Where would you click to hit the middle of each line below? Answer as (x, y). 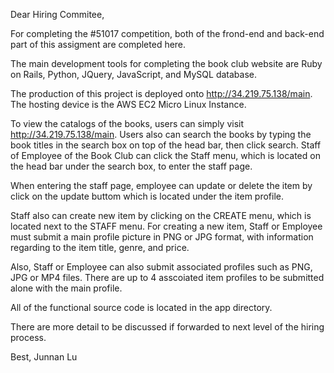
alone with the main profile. (66, 288)
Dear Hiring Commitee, (57, 14)
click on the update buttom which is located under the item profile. (147, 196)
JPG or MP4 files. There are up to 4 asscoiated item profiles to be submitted (167, 277)
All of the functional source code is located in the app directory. (141, 307)
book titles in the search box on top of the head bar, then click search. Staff (166, 145)
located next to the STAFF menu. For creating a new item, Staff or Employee (166, 226)
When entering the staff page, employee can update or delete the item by (161, 185)
